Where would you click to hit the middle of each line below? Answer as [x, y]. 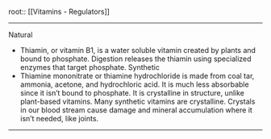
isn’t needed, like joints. [59, 119]
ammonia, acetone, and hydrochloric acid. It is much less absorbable [134, 84]
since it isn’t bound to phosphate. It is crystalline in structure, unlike [132, 93]
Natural [21, 35]
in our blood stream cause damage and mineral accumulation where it [136, 110]
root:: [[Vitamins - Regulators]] [59, 12]
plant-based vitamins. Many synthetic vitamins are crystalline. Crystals [138, 101]
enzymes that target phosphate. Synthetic [90, 67]
